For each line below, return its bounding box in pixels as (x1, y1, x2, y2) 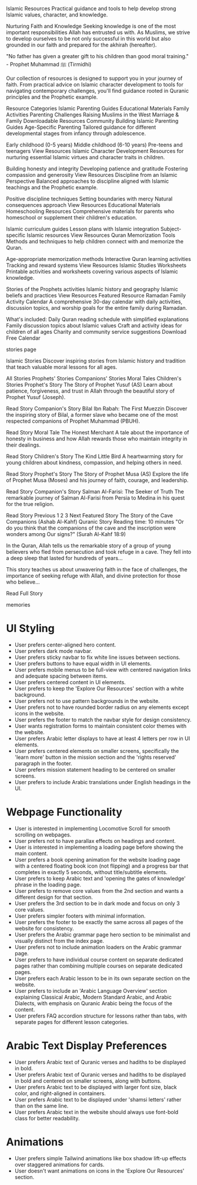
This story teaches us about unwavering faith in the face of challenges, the (6, 566, 188, 573)
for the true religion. (6, 501, 55, 507)
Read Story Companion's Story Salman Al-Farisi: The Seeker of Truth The (6, 488, 184, 495)
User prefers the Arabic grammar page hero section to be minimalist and (14, 931, 191, 938)
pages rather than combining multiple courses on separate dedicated (14, 962, 183, 969)
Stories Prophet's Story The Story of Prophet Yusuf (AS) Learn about (6, 381, 173, 388)
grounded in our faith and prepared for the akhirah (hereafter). (6, 41, 157, 48)
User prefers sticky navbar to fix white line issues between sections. (14, 654, 181, 661)
